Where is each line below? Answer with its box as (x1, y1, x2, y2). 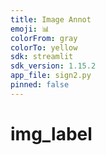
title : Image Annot (10, 14, 92, 25)
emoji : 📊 (10, 24, 50, 34)
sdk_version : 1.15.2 (10, 61, 97, 71)
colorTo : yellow (10, 42, 78, 53)
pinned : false (10, 80, 70, 90)
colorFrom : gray (10, 33, 78, 43)
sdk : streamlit (10, 52, 74, 62)
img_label (10, 122, 93, 145)
